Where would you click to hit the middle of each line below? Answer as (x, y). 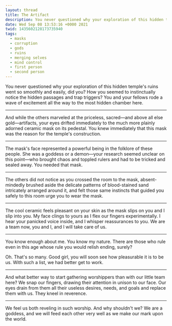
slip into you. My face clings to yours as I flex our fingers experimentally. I (83, 216)
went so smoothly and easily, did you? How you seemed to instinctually (80, 92)
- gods (17, 48)
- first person (26, 67)
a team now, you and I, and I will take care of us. (56, 227)
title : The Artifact (27, 15)
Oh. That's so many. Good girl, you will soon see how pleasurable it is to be (84, 257)
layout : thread (21, 10)
